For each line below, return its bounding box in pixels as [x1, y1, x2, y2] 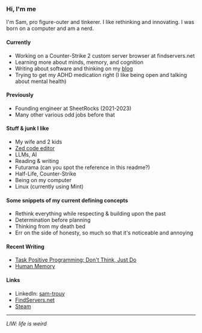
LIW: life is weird [6, 320, 47, 327]
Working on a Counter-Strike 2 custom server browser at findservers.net [14, 52, 195, 59]
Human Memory [14, 263, 55, 270]
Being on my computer [14, 176, 72, 183]
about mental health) [14, 78, 67, 85]
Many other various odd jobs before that [14, 111, 115, 118]
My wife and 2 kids [14, 138, 63, 145]
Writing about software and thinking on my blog [14, 65, 133, 72]
